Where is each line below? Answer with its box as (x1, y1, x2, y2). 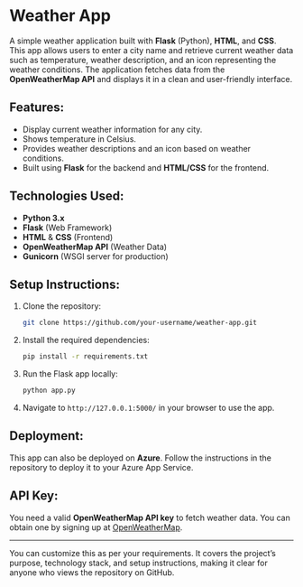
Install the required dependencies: (22, 335, 151, 346)
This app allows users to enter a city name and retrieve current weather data (9, 44, 294, 55)
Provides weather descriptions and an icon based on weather (22, 143, 251, 154)
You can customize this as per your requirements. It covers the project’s (9, 547, 277, 558)
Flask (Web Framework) (22, 222, 113, 233)
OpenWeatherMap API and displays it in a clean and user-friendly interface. (9, 73, 293, 84)
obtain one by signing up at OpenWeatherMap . (9, 521, 183, 533)
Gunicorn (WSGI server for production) (22, 250, 169, 262)
